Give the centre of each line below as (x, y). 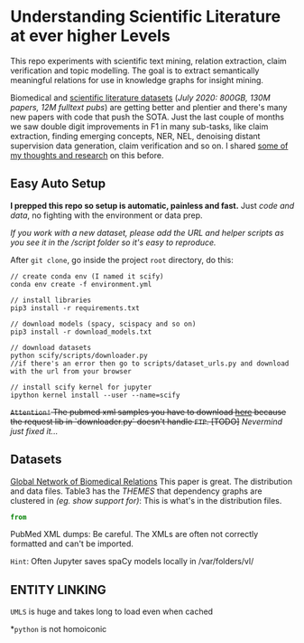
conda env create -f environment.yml (81, 284)
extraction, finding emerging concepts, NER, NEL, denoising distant (135, 136)
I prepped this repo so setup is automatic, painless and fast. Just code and (152, 205)
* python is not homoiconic (59, 629)
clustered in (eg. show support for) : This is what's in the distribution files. (146, 500)
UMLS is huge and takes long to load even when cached (112, 611)
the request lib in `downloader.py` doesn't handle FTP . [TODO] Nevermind (147, 421)
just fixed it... (34, 430)
